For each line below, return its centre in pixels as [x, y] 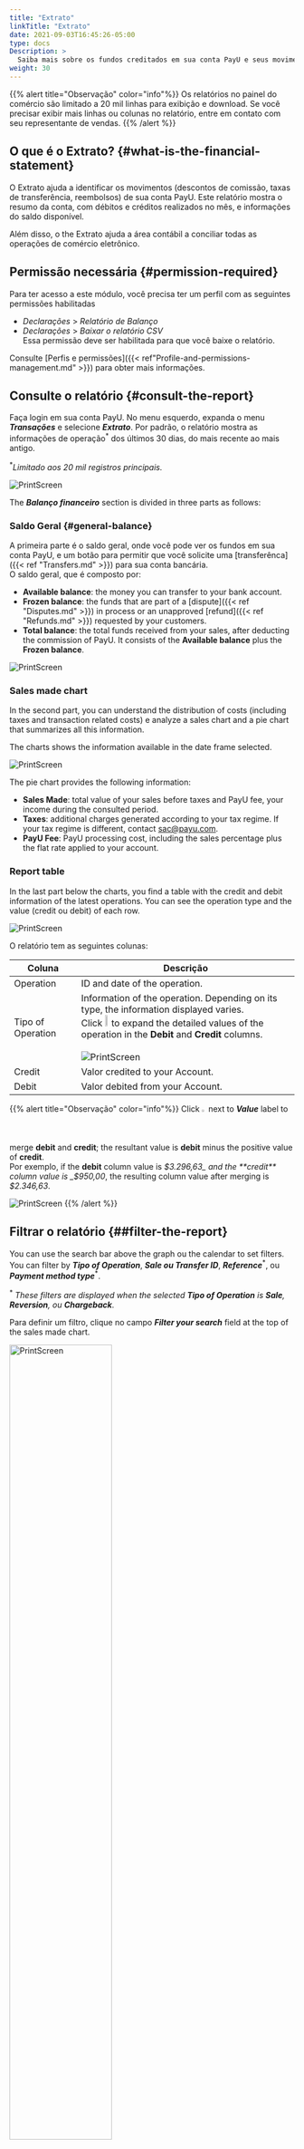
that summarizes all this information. [77, 729]
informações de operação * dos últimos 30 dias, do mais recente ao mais [145, 438]
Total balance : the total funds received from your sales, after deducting [156, 630]
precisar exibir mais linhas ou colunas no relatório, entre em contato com [145, 113]
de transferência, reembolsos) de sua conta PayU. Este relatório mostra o [146, 197]
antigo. [23, 448]
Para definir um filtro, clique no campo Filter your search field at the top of [149, 1322]
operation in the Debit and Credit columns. [172, 1034]
